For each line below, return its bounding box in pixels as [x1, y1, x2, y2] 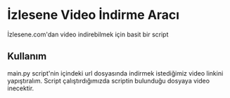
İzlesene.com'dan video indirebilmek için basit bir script [7, 30, 169, 38]
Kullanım [7, 50, 47, 62]
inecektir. [7, 84, 34, 92]
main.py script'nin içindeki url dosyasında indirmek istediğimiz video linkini [7, 69, 224, 77]
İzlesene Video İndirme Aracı [7, 7, 180, 23]
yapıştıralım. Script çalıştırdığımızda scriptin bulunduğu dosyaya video [7, 76, 210, 85]
